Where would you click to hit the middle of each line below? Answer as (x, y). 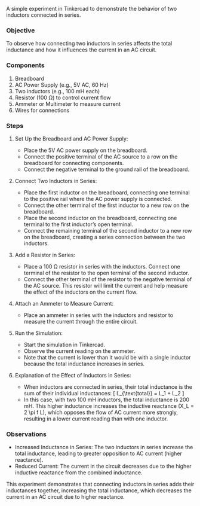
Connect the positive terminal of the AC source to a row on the (101, 156)
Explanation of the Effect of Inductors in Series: (73, 375)
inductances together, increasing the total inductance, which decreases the (99, 490)
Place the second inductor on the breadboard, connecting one (100, 218)
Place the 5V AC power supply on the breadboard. (85, 150)
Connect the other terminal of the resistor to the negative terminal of (108, 279)
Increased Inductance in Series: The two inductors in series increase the (104, 447)
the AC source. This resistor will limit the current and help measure (106, 285)
